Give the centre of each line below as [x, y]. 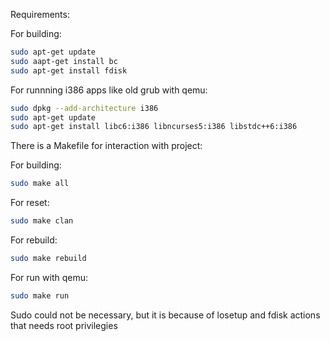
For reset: [30, 203]
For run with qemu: [49, 277]
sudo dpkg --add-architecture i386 [84, 108]
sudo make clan [42, 221]
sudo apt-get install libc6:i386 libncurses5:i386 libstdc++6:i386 [154, 127]
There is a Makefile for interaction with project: [106, 146]
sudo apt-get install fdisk [69, 70]
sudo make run [40, 295]
